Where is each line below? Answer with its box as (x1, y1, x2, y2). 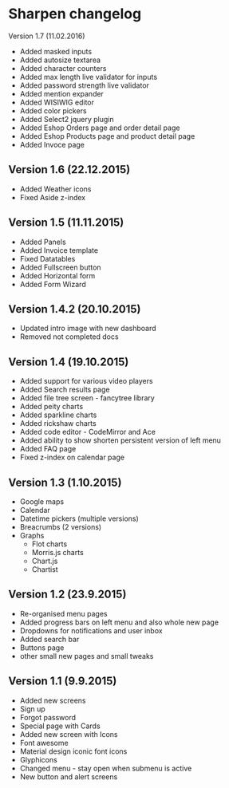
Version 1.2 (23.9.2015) (8, 588, 127, 601)
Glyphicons (19, 755, 57, 764)
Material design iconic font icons (19, 747, 128, 756)
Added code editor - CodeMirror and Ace (19, 427, 156, 437)
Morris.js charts (31, 548, 84, 557)
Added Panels (19, 237, 66, 246)
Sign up (19, 703, 45, 714)
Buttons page (19, 643, 65, 652)
